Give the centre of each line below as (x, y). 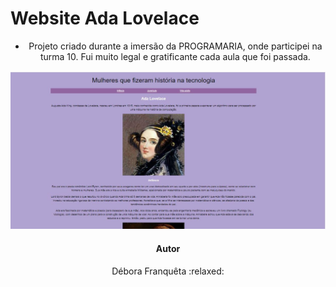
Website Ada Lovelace (105, 18)
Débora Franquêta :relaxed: (168, 271)
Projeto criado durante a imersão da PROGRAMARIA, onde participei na (175, 46)
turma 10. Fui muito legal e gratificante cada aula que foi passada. (175, 56)
